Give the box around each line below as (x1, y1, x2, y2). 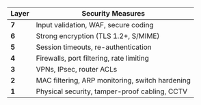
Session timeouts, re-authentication (36, 42, 152, 52)
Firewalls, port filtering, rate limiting (36, 54, 149, 63)
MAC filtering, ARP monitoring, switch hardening (36, 76, 191, 85)
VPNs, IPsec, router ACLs (36, 65, 118, 74)
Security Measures (81, 9, 146, 18)
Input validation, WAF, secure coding (36, 20, 154, 29)
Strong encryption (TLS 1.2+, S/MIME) (36, 31, 160, 40)
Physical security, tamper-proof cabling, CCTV (36, 87, 188, 96)
